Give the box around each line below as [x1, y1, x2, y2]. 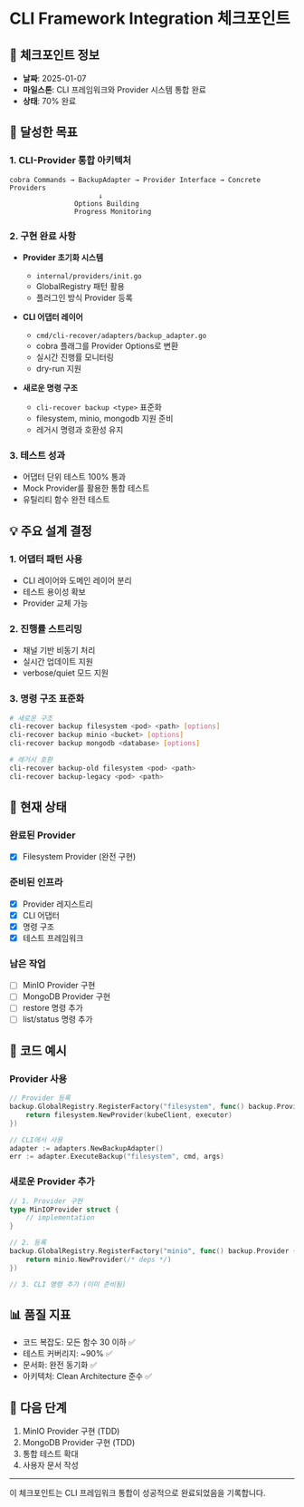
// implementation [25, 1213, 95, 1222]
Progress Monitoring [73, 207, 152, 216]
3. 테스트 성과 [9, 449, 66, 462]
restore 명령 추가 [22, 1003, 83, 1014]
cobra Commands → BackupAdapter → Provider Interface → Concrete [9, 175, 261, 184]
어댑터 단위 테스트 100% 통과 [22, 472, 127, 482]
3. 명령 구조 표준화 [9, 693, 85, 705]
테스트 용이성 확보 [22, 586, 86, 597]
